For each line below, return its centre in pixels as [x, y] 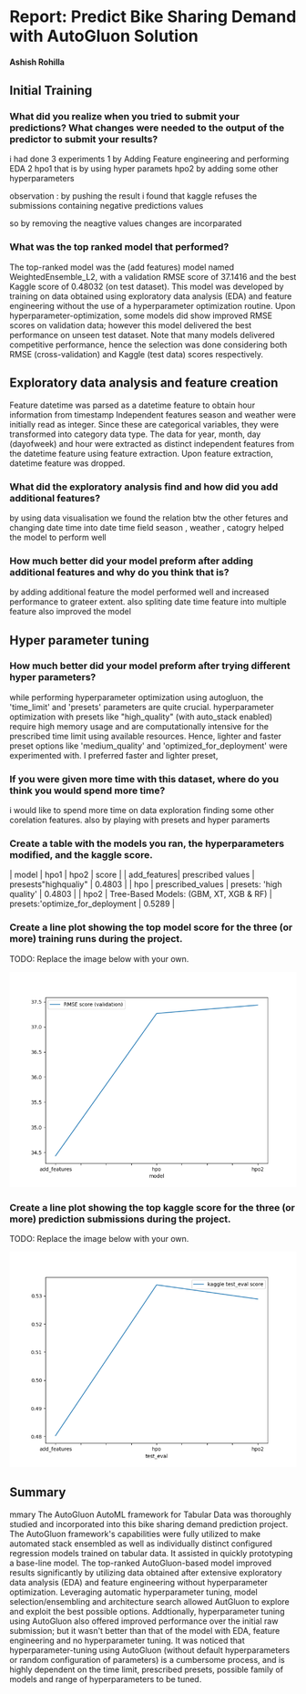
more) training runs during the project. [97, 939]
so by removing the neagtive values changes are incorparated [126, 223]
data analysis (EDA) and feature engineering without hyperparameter [139, 1582]
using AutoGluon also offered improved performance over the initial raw [144, 1621]
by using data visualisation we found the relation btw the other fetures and [149, 518]
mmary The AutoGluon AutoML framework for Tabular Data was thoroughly [150, 1514]
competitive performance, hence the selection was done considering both [148, 345]
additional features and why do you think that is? [119, 572]
